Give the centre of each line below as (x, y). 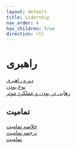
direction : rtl (25, 34)
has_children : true (31, 28)
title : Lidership (28, 17)
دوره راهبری (20, 80)
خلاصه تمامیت (22, 126)
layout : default (26, 12)
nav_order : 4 (23, 23)
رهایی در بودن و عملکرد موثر (38, 93)
